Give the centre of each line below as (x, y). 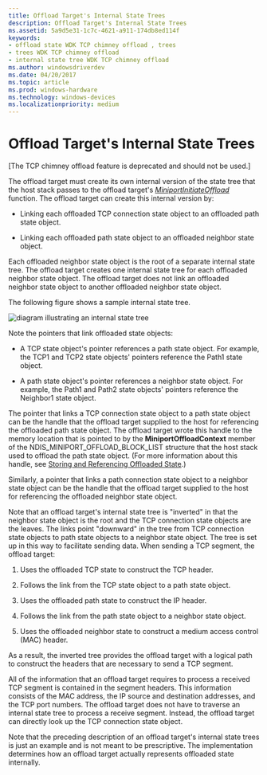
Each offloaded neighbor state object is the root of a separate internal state (132, 262)
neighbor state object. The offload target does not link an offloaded (119, 279)
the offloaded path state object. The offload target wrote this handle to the (130, 430)
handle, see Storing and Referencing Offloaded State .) (97, 464)
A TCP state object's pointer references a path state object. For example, (139, 349)
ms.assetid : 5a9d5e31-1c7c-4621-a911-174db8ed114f (94, 30)
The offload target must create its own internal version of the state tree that (132, 182)
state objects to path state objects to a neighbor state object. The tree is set (133, 538)
